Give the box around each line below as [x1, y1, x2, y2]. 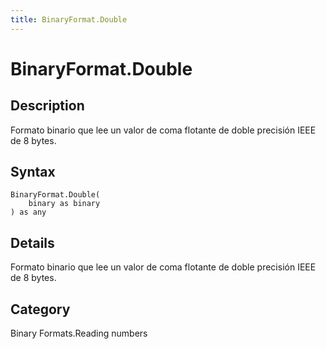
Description [10, 97, 85, 115]
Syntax [10, 164, 56, 181]
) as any [10, 207, 47, 218]
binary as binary [28, 199, 101, 209]
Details [10, 234, 55, 251]
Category [10, 301, 71, 318]
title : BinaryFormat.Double [10, 14, 128, 25]
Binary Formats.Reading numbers [10, 327, 148, 340]
